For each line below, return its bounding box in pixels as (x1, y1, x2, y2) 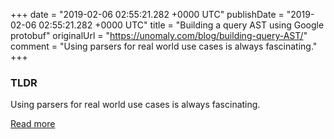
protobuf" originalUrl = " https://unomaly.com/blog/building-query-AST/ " (10, 30, 308, 41)
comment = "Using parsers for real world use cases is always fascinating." (10, 40, 318, 52)
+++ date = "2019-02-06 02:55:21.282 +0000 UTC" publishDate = (10, 9, 285, 20)
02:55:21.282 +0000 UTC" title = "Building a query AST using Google (38, 19, 325, 31)
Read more (10, 118, 56, 130)
